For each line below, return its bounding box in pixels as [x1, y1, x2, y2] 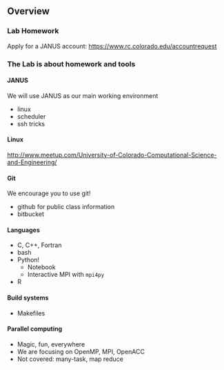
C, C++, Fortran [17, 241, 62, 249]
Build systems [7, 293, 49, 302]
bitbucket [17, 210, 45, 218]
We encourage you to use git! [7, 189, 91, 197]
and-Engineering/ [7, 158, 57, 166]
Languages [7, 226, 40, 234]
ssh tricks [17, 119, 45, 128]
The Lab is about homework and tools [7, 59, 136, 68]
